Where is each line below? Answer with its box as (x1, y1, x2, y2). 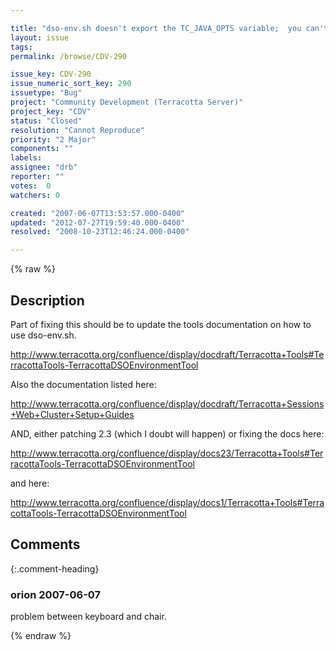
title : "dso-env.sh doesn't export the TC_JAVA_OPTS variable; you (10, 23, 302, 33)
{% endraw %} (10, 630, 72, 642)
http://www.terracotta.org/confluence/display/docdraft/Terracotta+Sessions (10, 397, 325, 410)
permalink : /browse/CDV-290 (10, 51, 128, 61)
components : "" (10, 144, 74, 154)
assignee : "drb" (10, 162, 78, 173)
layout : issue (10, 32, 70, 43)
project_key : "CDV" (10, 106, 92, 116)
